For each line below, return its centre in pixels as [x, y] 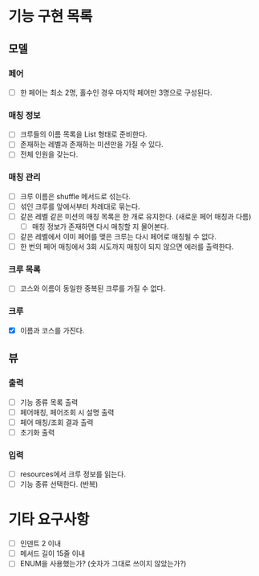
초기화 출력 [37, 432]
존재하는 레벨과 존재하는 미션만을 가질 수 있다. [92, 145]
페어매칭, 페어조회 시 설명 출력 [67, 412]
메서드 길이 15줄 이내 [53, 554]
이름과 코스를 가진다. [52, 330]
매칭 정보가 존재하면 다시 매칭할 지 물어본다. [100, 227]
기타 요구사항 [49, 520]
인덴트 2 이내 [40, 544]
